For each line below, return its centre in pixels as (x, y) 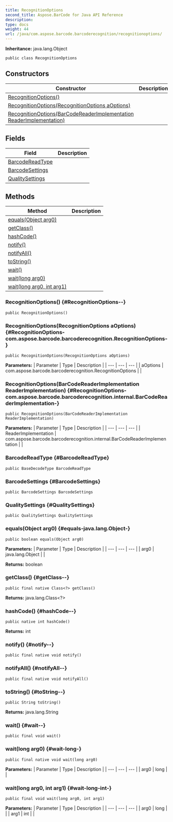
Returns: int (18, 632)
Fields (15, 139)
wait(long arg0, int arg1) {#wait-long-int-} (59, 788)
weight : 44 (17, 29)
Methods (20, 197)
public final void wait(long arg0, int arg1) (55, 798)
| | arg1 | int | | (20, 813)
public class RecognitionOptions (41, 58)
